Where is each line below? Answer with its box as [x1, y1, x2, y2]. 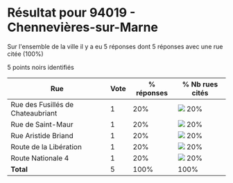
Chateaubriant [10, 108, 58, 118]
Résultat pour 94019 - [7, 5, 136, 21]
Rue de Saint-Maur [10, 119, 74, 129]
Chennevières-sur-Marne [7, 19, 158, 35]
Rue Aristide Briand [10, 131, 74, 140]
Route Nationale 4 [10, 153, 69, 163]
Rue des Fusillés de [10, 99, 74, 109]
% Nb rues [182, 79, 218, 89]
